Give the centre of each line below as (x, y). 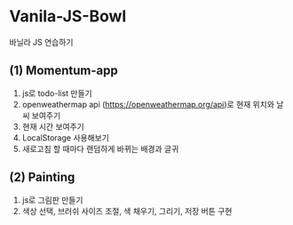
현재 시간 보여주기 (53, 126)
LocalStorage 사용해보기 (65, 137)
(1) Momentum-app (63, 71)
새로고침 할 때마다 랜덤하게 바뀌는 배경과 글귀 (100, 149)
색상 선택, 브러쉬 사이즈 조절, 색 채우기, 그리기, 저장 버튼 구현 (127, 211)
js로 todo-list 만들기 (57, 93)
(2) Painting (42, 177)
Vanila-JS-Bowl (68, 16)
